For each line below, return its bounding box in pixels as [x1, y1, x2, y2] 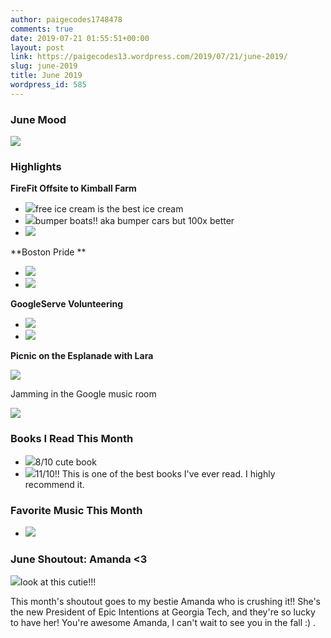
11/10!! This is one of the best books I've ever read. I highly [34, 467, 276, 480]
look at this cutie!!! [20, 576, 97, 588]
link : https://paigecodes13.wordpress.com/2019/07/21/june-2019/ [10, 52, 288, 62]
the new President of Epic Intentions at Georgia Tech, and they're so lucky [10, 606, 316, 618]
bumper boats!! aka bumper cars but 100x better [34, 215, 235, 227]
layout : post [10, 42, 65, 53]
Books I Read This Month [10, 432, 134, 446]
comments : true [10, 24, 74, 34]
